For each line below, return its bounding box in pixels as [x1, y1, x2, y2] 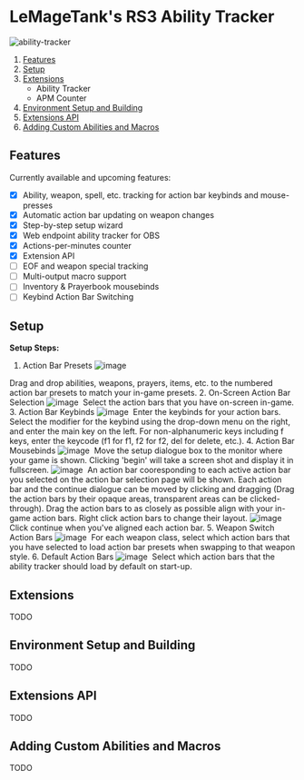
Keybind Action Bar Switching [22, 291, 134, 302]
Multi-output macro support [22, 271, 127, 282]
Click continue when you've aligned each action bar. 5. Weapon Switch [9, 522, 275, 533]
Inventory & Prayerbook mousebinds [22, 281, 160, 292]
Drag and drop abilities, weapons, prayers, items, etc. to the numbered [9, 378, 274, 389]
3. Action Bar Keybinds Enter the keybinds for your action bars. [9, 407, 281, 418]
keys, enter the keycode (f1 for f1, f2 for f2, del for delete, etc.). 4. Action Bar [9, 436, 295, 447]
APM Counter [35, 93, 87, 104]
